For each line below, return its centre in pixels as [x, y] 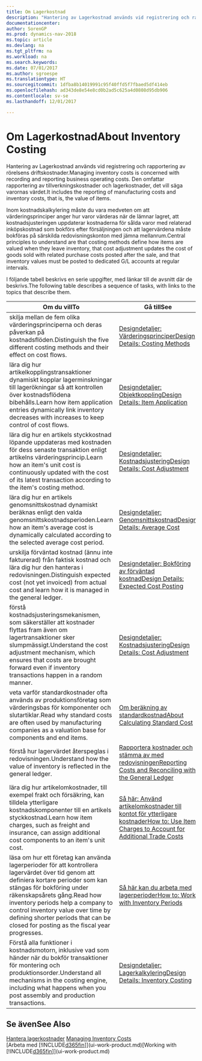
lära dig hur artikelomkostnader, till [58, 787]
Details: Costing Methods [155, 343]
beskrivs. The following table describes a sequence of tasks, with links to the [101, 285]
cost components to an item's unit [57, 840]
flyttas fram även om [38, 629]
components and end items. [49, 737]
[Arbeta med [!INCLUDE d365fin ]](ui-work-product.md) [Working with [92, 1045]
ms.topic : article [29, 40]
